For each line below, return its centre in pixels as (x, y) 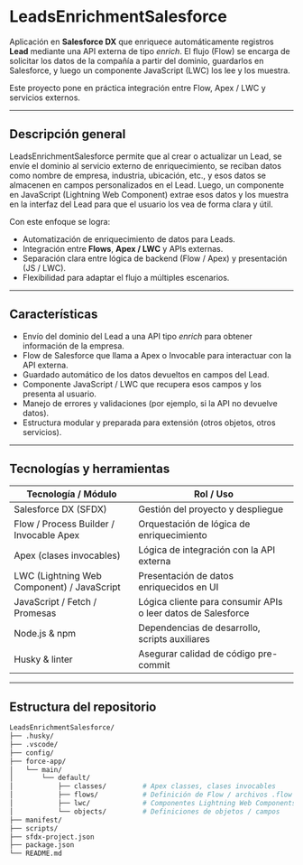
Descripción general (68, 134)
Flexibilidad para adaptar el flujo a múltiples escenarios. (126, 277)
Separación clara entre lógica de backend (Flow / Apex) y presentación (155, 258)
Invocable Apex (46, 535)
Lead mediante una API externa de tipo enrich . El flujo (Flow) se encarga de (150, 51)
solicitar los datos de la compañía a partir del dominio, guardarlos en (137, 60)
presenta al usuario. (60, 394)
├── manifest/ (36, 820)
